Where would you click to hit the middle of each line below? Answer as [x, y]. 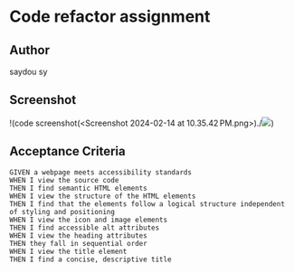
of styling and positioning [62, 212]
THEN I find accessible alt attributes [85, 228]
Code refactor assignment [110, 17]
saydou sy [28, 71]
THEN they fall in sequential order [78, 243]
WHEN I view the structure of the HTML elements [103, 196]
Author [29, 50]
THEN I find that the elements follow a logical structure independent [147, 204]
